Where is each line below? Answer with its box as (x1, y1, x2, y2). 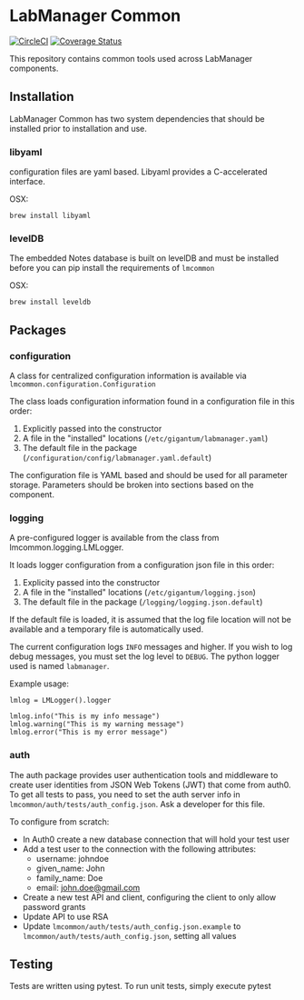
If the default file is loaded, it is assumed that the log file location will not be (9, 615, 292, 625)
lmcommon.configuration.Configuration (9, 380, 156, 389)
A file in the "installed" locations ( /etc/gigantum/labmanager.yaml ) (22, 433, 269, 444)
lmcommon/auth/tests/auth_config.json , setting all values (22, 930, 237, 941)
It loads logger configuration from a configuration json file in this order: (9, 560, 275, 571)
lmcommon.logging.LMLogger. (9, 542, 124, 553)
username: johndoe (35, 853, 109, 864)
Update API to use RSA (22, 911, 109, 922)
